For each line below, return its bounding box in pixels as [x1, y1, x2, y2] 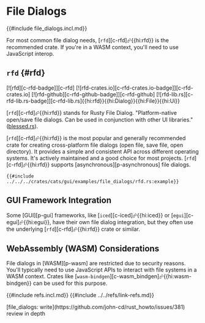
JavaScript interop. [6, 50, 54, 57]
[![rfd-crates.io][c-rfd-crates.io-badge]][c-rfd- [76, 84, 194, 91]
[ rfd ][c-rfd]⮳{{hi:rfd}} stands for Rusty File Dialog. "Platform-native [6, 109, 177, 116]
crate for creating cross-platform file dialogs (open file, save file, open [6, 141, 184, 149]
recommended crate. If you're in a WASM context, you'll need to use [6, 43, 179, 50]
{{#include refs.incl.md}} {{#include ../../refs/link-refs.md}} [6, 292, 154, 299]
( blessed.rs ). [6, 122, 39, 130]
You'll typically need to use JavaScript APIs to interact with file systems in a [6, 266, 197, 274]
